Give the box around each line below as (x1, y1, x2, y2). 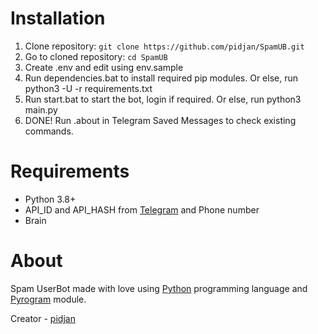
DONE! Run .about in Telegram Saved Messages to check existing (24, 114, 297, 126)
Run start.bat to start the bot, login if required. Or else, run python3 (24, 93, 302, 105)
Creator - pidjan (10, 312, 76, 324)
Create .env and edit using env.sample (24, 61, 184, 73)
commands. (24, 125, 74, 137)
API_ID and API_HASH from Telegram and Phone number (24, 203, 260, 216)
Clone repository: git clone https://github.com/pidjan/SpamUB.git (24, 40, 305, 52)
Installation (10, 7, 106, 30)
